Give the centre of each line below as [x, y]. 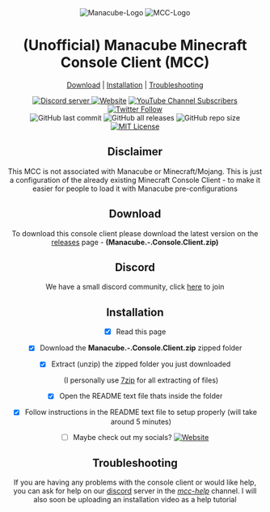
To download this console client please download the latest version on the [135, 233]
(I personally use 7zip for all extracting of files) [141, 380]
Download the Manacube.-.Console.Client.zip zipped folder [141, 348]
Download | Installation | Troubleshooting [135, 85]
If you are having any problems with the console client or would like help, [135, 482]
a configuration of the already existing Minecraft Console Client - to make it [135, 180]
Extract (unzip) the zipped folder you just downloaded [141, 364]
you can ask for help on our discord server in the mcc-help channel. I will [135, 491]
